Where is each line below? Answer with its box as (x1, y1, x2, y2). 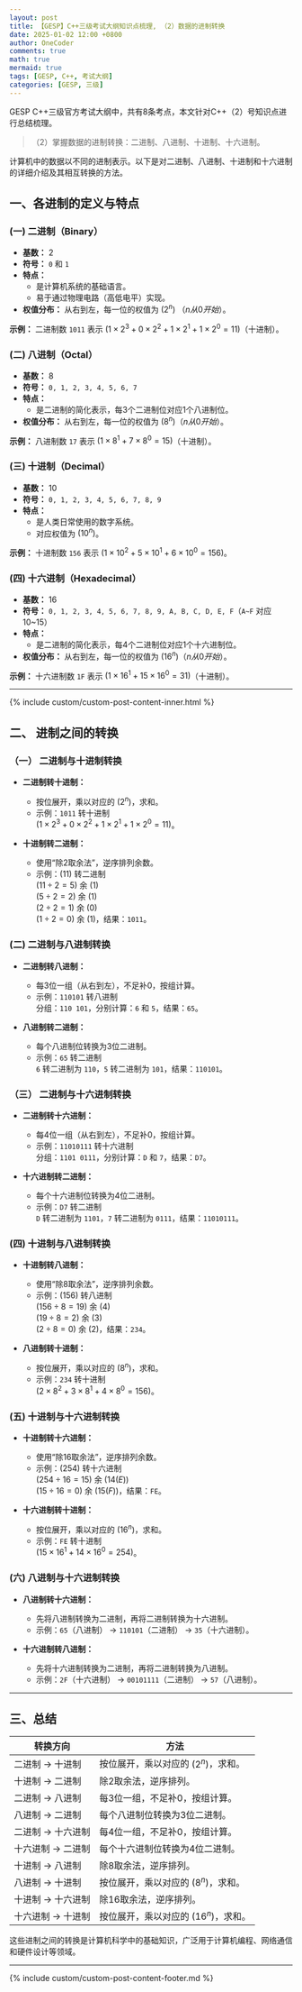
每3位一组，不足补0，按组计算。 (98, 1791, 237, 1804)
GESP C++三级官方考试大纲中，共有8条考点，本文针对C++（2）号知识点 (9, 105, 280, 117)
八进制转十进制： (22, 1343, 86, 1354)
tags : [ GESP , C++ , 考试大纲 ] (9, 72, 113, 81)
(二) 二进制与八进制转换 (9, 938, 111, 951)
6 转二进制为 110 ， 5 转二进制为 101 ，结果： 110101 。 (35, 1063, 227, 1074)
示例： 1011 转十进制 (35, 808, 111, 818)
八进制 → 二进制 (13, 1808, 82, 1821)
